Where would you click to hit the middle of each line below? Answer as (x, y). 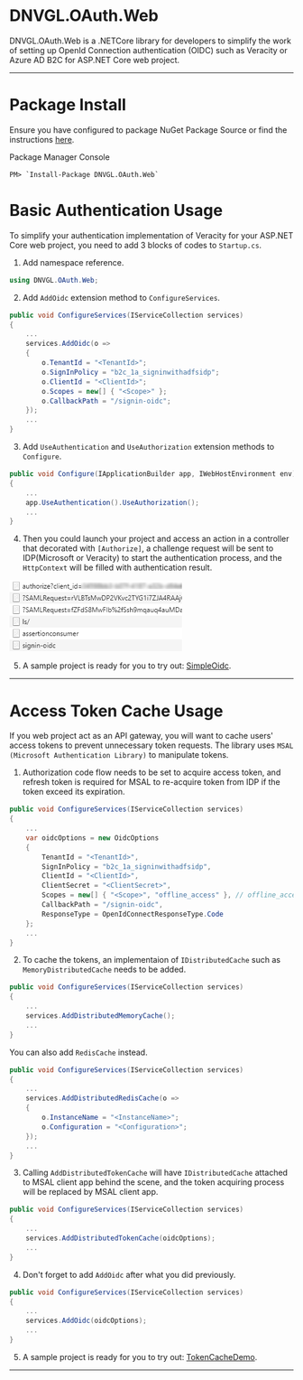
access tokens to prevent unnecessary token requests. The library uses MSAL (151, 745)
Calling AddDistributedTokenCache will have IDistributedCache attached (155, 1173)
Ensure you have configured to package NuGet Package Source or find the (148, 130)
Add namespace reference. (73, 262)
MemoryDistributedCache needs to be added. (104, 970)
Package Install (68, 105)
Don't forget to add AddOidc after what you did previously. (129, 1274)
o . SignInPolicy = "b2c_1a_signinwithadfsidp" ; (131, 372)
